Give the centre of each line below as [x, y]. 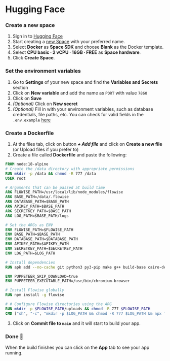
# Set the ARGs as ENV [29, 225]
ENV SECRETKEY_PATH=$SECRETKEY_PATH [44, 249]
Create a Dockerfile [30, 133]
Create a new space [30, 25]
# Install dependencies [30, 262]
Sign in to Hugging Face [38, 36]
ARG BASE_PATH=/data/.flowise [37, 197]
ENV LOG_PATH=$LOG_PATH [30, 253]
